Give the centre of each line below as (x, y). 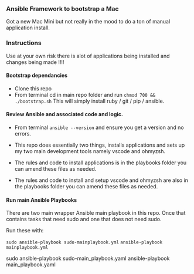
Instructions (24, 43)
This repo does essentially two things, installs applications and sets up (100, 145)
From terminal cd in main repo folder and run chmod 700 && (85, 94)
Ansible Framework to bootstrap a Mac (62, 9)
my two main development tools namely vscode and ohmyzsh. (90, 151)
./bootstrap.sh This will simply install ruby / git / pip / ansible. (89, 101)
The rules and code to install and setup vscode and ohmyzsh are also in (101, 180)
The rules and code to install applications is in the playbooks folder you (101, 163)
